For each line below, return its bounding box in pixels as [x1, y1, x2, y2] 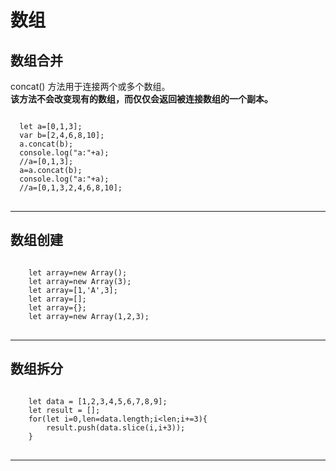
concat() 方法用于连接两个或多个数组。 [10, 81, 171, 92]
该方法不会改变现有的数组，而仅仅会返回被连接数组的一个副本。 [10, 93, 273, 105]
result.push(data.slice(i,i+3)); [46, 422, 186, 433]
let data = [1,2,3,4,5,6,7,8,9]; [28, 396, 168, 406]
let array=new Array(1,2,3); [28, 311, 150, 321]
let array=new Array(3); [28, 276, 132, 286]
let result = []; [28, 405, 101, 415]
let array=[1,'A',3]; [28, 285, 118, 295]
